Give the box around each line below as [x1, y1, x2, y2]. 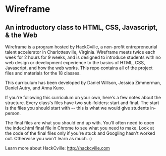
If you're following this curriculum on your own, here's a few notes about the [5, 95, 161, 100]
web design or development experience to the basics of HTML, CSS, [5, 60, 145, 65]
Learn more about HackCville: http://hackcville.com [5, 145, 110, 151]
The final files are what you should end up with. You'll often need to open [5, 120, 155, 125]
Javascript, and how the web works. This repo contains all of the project [5, 65, 153, 71]
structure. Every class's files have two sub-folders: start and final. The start [5, 100, 160, 106]
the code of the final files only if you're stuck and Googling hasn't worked [5, 130, 155, 136]
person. [5, 110, 21, 116]
